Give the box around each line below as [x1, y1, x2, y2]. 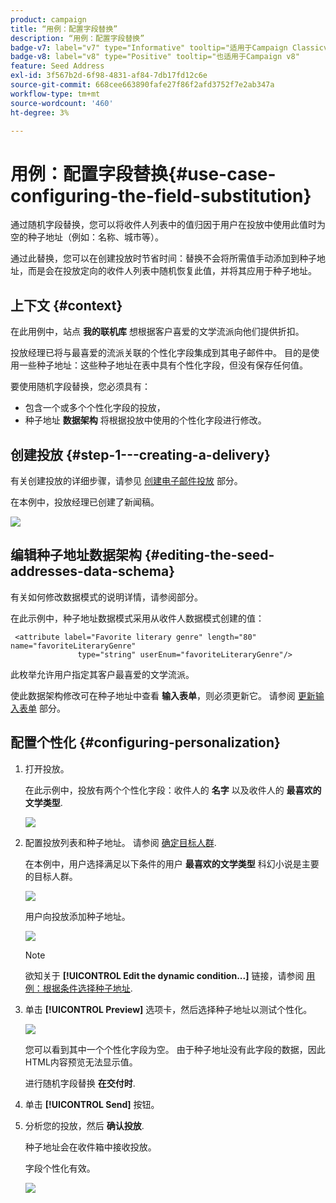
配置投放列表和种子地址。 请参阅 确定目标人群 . [24, 836, 217, 848]
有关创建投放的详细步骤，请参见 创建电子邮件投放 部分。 [10, 474, 243, 486]
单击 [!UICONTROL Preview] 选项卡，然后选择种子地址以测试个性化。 [24, 1003, 313, 1015]
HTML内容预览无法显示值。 [24, 1056, 138, 1068]
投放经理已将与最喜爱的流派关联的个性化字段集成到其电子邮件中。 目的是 [10, 347, 311, 359]
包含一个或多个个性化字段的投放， [24, 402, 166, 414]
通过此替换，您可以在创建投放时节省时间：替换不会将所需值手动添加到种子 [10, 252, 317, 265]
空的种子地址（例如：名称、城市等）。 [10, 231, 164, 243]
